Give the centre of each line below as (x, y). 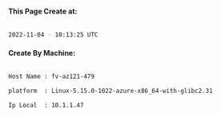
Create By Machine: (42, 52)
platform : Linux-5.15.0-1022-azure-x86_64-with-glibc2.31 (111, 91)
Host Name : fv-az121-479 (51, 77)
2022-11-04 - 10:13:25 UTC (53, 35)
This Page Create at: (43, 11)
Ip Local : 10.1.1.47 (46, 106)
